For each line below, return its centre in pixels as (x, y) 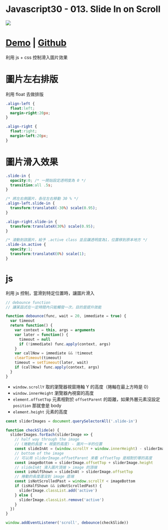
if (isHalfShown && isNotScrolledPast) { (58, 486)
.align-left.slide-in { (30, 203)
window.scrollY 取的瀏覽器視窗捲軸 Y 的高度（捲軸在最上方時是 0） (82, 387)
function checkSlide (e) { (32, 430)
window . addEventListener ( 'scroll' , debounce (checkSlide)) (67, 523)
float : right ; (24, 131)
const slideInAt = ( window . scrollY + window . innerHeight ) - (78, 449)
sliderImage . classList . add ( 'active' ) (58, 491)
